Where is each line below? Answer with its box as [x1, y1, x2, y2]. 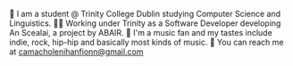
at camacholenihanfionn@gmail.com [9, 46, 145, 57]
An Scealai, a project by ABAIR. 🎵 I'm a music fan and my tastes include [9, 28, 272, 37]
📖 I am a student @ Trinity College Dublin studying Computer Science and [9, 9, 281, 19]
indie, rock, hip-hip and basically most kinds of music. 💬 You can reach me [9, 37, 284, 47]
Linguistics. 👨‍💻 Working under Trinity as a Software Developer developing [9, 18, 281, 29]
